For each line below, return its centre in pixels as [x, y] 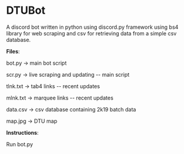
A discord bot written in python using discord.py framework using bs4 [92, 27]
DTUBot [26, 10]
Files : [13, 51]
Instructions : [22, 132]
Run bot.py [20, 144]
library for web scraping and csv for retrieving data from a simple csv [91, 33]
